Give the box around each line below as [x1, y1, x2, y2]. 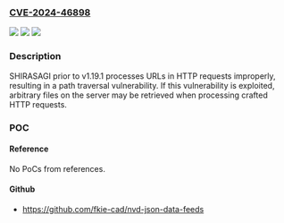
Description [9, 50, 62, 63]
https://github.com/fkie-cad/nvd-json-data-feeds [21, 203, 205, 214]
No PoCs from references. [9, 163, 105, 174]
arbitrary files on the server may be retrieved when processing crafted [9, 90, 268, 100]
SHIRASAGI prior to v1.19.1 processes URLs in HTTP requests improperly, [9, 70, 276, 81]
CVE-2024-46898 [9, 6, 91, 19]
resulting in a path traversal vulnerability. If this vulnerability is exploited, [9, 80, 275, 90]
